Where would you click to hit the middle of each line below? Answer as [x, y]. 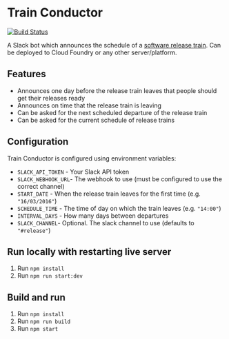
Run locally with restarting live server [89, 252]
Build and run [36, 297]
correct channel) [41, 186]
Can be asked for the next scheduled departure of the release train [112, 112]
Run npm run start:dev [50, 276]
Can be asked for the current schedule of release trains [96, 120]
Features [27, 74]
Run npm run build [44, 321]
